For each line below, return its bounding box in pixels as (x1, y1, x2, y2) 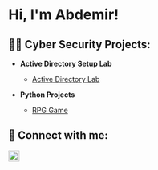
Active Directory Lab (31, 75, 100, 83)
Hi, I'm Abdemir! (8, 6, 120, 24)
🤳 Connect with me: (8, 128, 108, 142)
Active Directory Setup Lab (19, 59, 112, 68)
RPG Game (31, 106, 68, 115)
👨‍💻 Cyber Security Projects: (8, 38, 151, 51)
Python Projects (19, 90, 75, 99)
